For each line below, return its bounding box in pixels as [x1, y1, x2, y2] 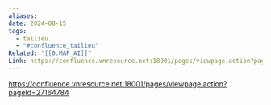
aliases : [8, 11, 38, 20]
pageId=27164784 [8, 87, 70, 97]
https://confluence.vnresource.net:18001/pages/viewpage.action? [8, 78, 227, 89]
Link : [8, 57, 27, 65]
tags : [8, 27, 27, 35]
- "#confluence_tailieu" [15, 42, 99, 50]
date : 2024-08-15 [8, 19, 67, 27]
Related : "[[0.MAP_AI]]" [8, 49, 92, 57]
